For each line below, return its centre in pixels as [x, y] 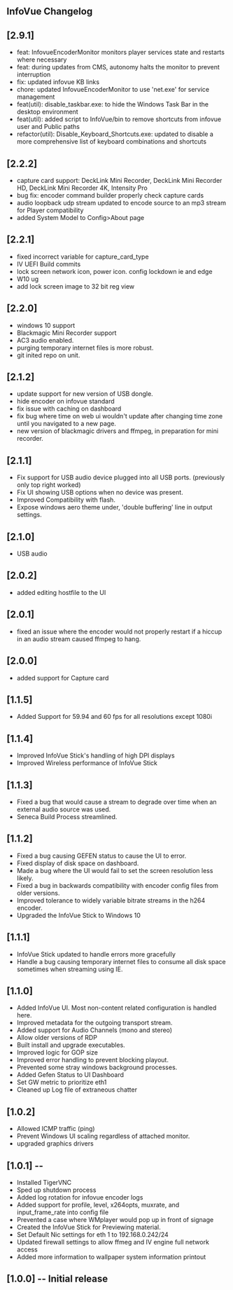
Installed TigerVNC [44, 1183]
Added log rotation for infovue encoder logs [80, 1198]
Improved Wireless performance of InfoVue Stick [87, 763]
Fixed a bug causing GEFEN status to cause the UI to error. [101, 856]
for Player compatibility [50, 210]
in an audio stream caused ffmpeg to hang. [79, 639]
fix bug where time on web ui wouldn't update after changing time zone [120, 416]
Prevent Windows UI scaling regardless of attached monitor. [103, 1136]
